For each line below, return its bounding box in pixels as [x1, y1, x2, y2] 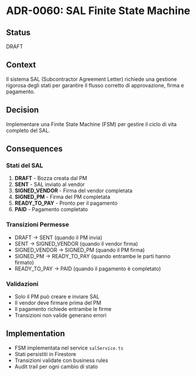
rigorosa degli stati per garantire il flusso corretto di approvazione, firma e [6, 82, 184, 89]
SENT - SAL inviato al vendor [14, 181, 85, 188]
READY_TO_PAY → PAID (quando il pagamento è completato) [14, 265, 161, 272]
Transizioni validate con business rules [14, 357, 108, 364]
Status [6, 28, 31, 38]
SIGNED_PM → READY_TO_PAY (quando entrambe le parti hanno [14, 252, 171, 259]
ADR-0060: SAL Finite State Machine [6, 4, 191, 18]
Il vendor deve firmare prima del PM [14, 299, 101, 306]
